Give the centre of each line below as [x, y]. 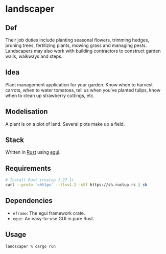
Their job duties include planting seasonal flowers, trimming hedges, [77, 40]
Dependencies [29, 201]
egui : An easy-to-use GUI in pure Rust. [53, 218]
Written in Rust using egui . [33, 152]
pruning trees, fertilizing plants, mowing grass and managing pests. [76, 45]
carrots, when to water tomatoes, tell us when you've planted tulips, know [83, 90]
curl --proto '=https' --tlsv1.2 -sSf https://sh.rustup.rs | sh [76, 185]
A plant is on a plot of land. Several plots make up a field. [65, 124]
